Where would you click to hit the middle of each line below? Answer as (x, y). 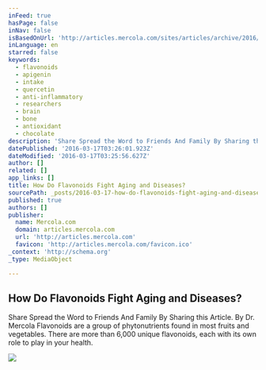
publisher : (26, 215)
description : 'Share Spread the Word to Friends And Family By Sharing (129, 141)
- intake (30, 82)
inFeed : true (30, 15)
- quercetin (35, 89)
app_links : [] (32, 178)
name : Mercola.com (46, 222)
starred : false (33, 52)
